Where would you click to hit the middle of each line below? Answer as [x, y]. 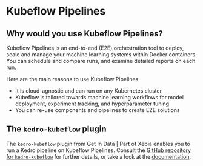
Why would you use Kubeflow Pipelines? [85, 34]
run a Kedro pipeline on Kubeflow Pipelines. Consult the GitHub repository [99, 150]
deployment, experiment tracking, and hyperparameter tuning [92, 104]
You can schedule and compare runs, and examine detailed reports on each [101, 61]
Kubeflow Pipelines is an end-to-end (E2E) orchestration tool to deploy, [95, 48]
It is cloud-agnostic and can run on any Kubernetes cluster [88, 91]
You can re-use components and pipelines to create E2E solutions [97, 110]
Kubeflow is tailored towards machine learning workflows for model [99, 97]
